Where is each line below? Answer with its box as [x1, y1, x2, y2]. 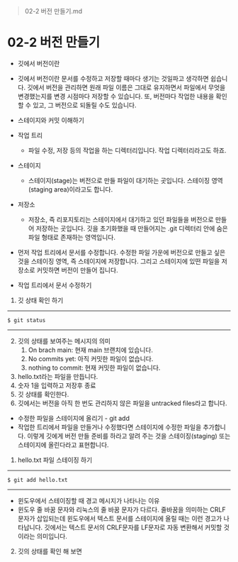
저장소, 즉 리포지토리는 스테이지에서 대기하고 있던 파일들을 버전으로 [28, 215, 214, 224]
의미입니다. [36, 531, 67, 540]
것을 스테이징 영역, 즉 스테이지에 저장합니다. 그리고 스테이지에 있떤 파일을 [17, 257, 220, 265]
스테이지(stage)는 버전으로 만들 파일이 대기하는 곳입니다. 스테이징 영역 [28, 176, 223, 184]
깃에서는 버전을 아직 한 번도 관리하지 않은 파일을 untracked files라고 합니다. [17, 399, 227, 407]
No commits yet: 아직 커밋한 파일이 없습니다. [28, 354, 154, 363]
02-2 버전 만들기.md [24, 7, 83, 15]
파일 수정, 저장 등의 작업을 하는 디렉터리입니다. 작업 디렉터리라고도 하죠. [28, 145, 227, 155]
